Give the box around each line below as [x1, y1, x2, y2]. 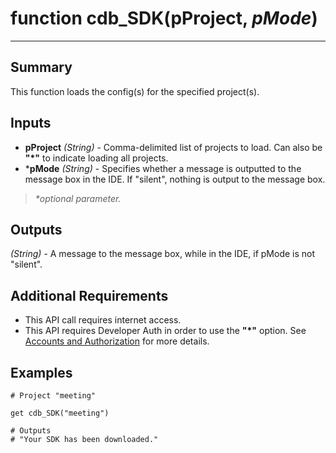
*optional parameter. [34, 192, 122, 204]
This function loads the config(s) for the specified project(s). [10, 85, 260, 97]
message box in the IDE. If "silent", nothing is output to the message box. [24, 173, 326, 185]
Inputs [10, 115, 52, 132]
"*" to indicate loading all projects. [24, 152, 169, 164]
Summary [10, 59, 73, 76]
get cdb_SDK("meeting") [10, 408, 110, 418]
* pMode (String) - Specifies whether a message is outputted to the [24, 162, 302, 174]
